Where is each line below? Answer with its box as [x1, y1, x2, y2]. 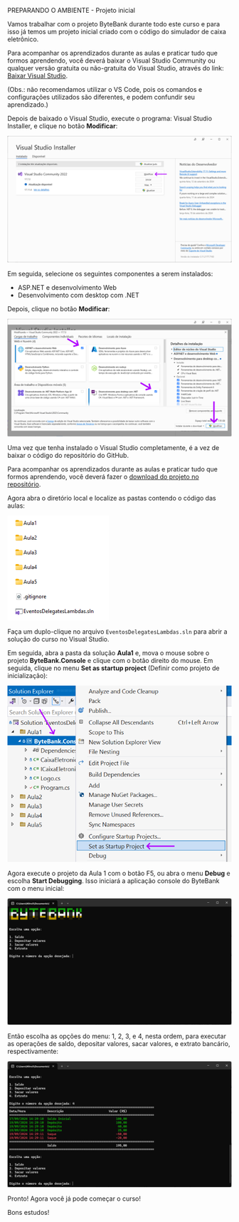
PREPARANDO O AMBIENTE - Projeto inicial [7, 6, 135, 14]
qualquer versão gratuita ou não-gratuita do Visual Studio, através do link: [7, 64, 224, 72]
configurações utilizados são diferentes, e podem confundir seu [7, 93, 196, 101]
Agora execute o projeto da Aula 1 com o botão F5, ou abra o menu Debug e [7, 869, 230, 878]
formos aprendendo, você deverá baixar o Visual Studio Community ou [7, 56, 216, 65]
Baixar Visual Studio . [7, 71, 68, 80]
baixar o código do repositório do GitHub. [7, 451, 129, 460]
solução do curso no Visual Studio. [7, 635, 110, 644]
